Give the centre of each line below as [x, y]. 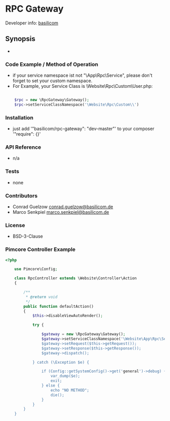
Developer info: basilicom [32, 23]
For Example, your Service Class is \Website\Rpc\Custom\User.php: [82, 86]
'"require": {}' [27, 134]
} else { [50, 386]
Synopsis [20, 39]
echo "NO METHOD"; [70, 390]
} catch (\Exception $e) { [61, 362]
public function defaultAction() [59, 306]
